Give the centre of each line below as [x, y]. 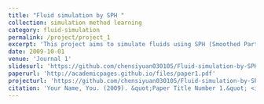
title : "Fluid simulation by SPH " [66, 15]
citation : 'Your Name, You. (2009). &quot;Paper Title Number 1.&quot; [128, 88]
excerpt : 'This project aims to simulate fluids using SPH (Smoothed [125, 45]
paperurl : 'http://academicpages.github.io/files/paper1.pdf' [112, 74]
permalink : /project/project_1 [59, 37]
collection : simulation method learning [75, 23]
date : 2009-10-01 [37, 52]
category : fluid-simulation [54, 30]
